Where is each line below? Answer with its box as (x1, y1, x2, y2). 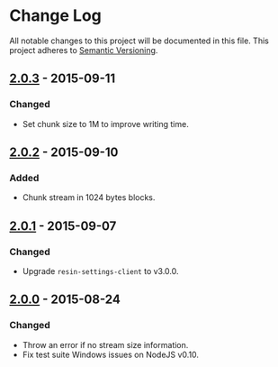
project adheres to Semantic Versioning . (9, 44, 158, 55)
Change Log (9, 5, 102, 26)
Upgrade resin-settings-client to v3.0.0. (22, 266, 179, 276)
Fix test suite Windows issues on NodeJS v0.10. (22, 349, 200, 360)
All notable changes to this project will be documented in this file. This (9, 35, 270, 46)
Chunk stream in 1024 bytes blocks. (22, 192, 156, 203)
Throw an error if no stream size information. (22, 339, 189, 350)
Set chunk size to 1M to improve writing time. (22, 118, 189, 129)
